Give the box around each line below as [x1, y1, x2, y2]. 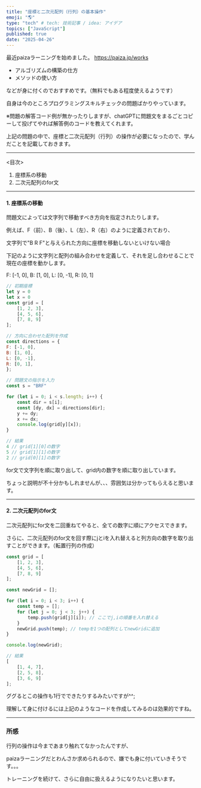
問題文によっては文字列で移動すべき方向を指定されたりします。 [6, 214, 163, 221]
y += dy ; [17, 411, 39, 417]
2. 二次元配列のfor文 [6, 507, 57, 514]
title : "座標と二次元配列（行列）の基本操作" [6, 8, 106, 15]
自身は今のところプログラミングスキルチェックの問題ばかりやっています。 [6, 100, 190, 107]
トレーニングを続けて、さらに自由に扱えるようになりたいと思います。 [6, 775, 178, 782]
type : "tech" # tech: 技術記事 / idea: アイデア [6, 20, 123, 26]
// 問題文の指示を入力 [6, 377, 55, 383]
